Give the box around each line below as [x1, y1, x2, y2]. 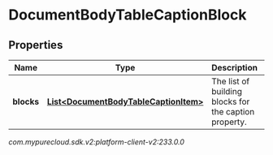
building [210, 86, 242, 97]
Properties [8, 38, 63, 52]
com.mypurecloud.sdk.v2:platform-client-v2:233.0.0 [8, 137, 185, 147]
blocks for [210, 96, 250, 107]
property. [210, 116, 248, 127]
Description [210, 62, 258, 73]
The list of [210, 75, 250, 87]
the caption [210, 106, 255, 117]
